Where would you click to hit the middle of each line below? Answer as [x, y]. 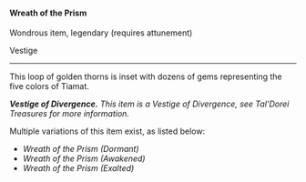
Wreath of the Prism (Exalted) [78, 168]
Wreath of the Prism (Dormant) [81, 149]
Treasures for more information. [70, 114]
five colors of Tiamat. [49, 86]
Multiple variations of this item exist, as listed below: [107, 131]
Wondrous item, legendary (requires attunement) [101, 33]
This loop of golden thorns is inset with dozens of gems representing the [146, 76]
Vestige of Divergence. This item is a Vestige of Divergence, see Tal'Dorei [149, 104]
